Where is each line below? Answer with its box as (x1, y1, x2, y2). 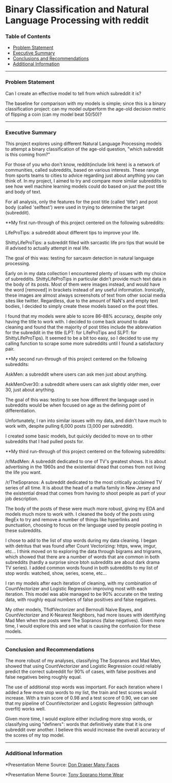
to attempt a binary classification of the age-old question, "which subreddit (5, 146, 164, 152)
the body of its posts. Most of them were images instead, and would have (5, 281, 160, 287)
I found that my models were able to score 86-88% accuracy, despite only (5, 313, 162, 319)
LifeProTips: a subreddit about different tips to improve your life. (5, 230, 140, 236)
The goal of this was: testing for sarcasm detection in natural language (5, 255, 155, 261)
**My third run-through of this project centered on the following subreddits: (5, 448, 166, 454)
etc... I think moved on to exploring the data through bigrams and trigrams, (5, 549, 162, 555)
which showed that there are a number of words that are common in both (5, 554, 160, 560)
